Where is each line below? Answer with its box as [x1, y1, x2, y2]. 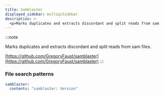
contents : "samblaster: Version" [9, 86, 78, 91]
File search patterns [5, 71, 54, 77]
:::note [5, 34, 18, 40]
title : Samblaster [5, 7, 43, 12]
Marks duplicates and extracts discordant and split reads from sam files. [5, 44, 151, 49]
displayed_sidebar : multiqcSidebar [5, 12, 78, 17]
